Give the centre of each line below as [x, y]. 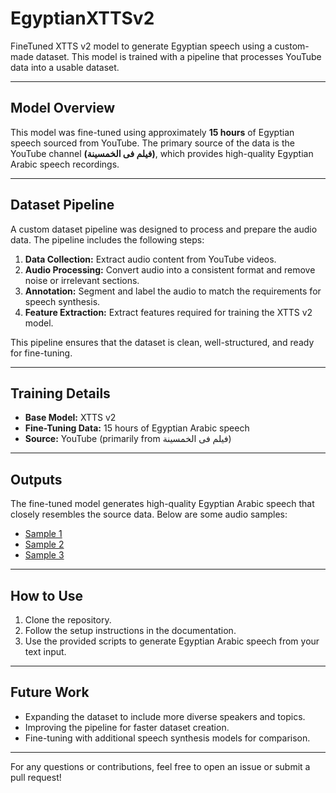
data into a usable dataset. [65, 67]
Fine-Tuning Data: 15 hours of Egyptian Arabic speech [137, 428]
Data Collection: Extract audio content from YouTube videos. [150, 259]
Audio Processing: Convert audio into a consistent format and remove [170, 269]
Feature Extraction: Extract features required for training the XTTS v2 [168, 312]
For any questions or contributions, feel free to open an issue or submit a [160, 766]
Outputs [36, 479]
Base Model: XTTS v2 [70, 418]
